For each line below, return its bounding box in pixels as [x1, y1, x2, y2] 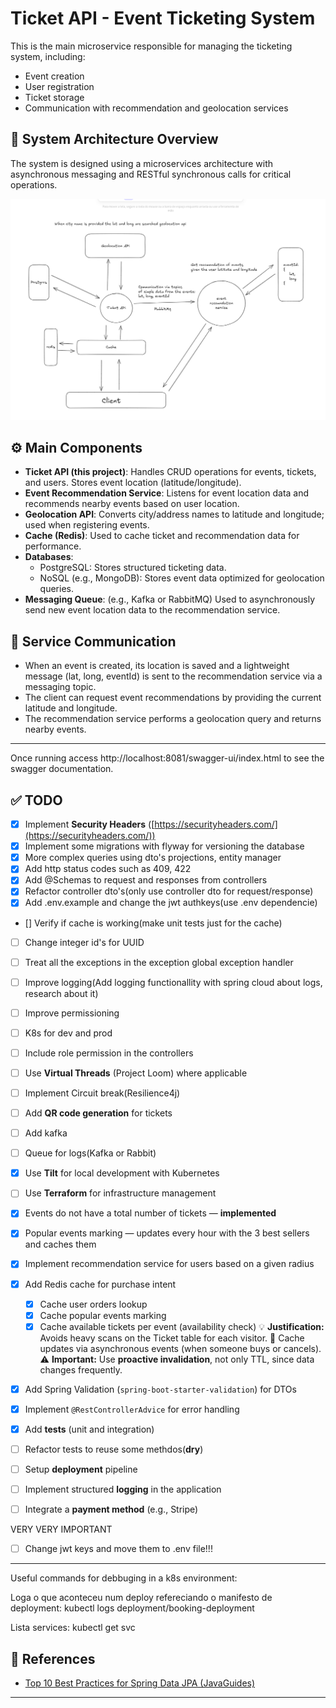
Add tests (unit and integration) [24, 1423, 155, 1435]
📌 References [10, 1650, 96, 1667]
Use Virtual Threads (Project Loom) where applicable [24, 1067, 248, 1079]
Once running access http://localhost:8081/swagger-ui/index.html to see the [10, 752, 325, 764]
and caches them [24, 1238, 97, 1251]
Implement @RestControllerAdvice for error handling [24, 1403, 240, 1415]
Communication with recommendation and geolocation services [24, 102, 289, 114]
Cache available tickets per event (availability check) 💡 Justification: [39, 1320, 325, 1332]
